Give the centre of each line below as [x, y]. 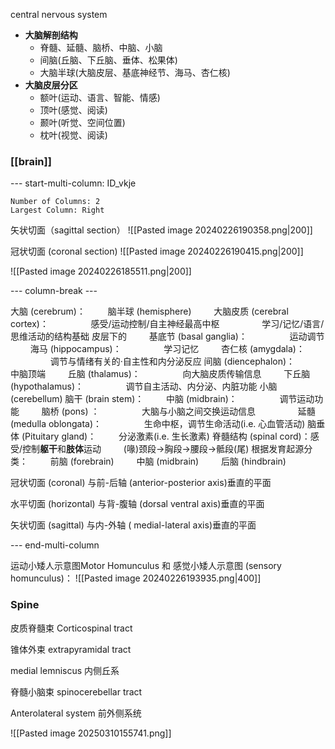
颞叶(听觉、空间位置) [82, 122]
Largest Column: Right [57, 210]
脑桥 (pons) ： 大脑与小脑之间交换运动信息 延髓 [178, 411]
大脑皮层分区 [51, 85]
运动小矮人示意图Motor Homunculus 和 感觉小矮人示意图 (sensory [146, 566]
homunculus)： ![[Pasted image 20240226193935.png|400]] [136, 578]
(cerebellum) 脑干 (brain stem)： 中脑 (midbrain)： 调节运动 [162, 399]
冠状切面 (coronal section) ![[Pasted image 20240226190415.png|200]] [157, 251]
